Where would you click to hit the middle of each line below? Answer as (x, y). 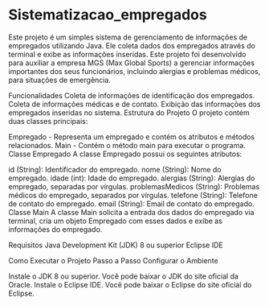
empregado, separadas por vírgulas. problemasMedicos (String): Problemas (134, 186)
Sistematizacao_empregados (108, 15)
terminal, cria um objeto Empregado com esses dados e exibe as (116, 221)
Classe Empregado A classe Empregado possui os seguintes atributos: (125, 154)
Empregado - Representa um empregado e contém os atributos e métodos (132, 136)
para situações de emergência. (59, 80)
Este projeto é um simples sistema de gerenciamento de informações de (128, 37)
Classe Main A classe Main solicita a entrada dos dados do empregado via (131, 212)
